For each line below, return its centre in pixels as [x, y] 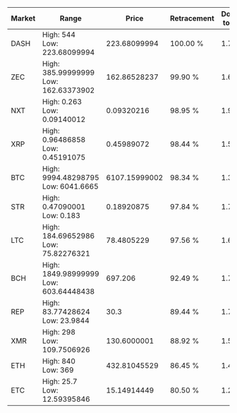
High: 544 [59, 35]
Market [23, 18]
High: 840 [59, 361]
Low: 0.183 [61, 216]
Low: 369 [58, 370]
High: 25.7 [60, 382]
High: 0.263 [62, 102]
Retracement [192, 18]
